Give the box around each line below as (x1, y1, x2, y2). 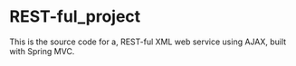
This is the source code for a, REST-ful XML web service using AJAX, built (9, 36, 287, 47)
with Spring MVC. (9, 45, 75, 56)
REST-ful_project (9, 6, 141, 27)
